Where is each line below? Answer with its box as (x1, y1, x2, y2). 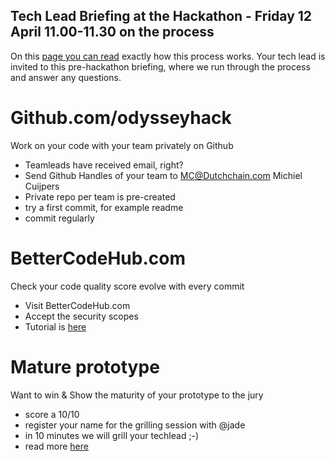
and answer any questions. (10, 71, 122, 83)
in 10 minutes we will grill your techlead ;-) (24, 429, 200, 441)
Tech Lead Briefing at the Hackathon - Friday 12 (10, 8, 313, 25)
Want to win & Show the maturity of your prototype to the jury (10, 389, 264, 401)
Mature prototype (10, 355, 160, 378)
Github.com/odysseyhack (10, 107, 232, 129)
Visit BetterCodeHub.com (24, 299, 131, 311)
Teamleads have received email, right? (24, 159, 184, 171)
